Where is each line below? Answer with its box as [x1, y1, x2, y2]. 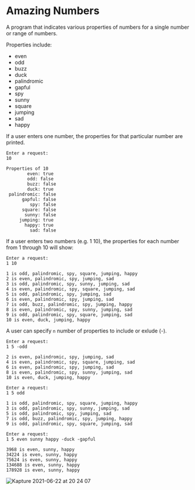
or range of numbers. [6, 29, 58, 36]
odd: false [27, 176, 54, 182]
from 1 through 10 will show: [6, 244, 74, 251]
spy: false [29, 202, 57, 207]
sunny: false [24, 212, 57, 218]
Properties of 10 [6, 166, 49, 172]
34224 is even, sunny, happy [6, 451, 78, 458]
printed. [6, 139, 25, 146]
